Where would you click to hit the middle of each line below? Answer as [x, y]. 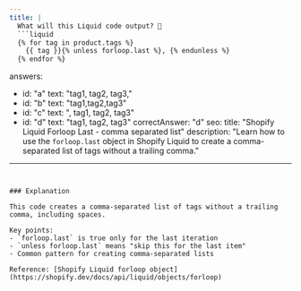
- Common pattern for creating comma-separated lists [112, 254]
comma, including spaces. [57, 215]
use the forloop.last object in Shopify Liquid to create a [127, 141]
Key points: [31, 231]
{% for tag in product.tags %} [76, 43]
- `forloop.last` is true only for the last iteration [114, 238]
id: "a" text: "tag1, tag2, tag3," [77, 94]
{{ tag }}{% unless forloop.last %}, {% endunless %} [128, 51]
